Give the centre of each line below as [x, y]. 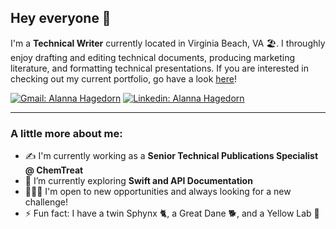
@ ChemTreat [54, 170]
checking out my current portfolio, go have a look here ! [123, 78]
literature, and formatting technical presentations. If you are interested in [160, 68]
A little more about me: [66, 133]
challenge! [46, 202]
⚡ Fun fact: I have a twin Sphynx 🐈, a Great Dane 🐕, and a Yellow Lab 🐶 [172, 213]
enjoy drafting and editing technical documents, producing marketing [153, 57]
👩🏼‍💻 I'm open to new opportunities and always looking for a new [158, 192]
